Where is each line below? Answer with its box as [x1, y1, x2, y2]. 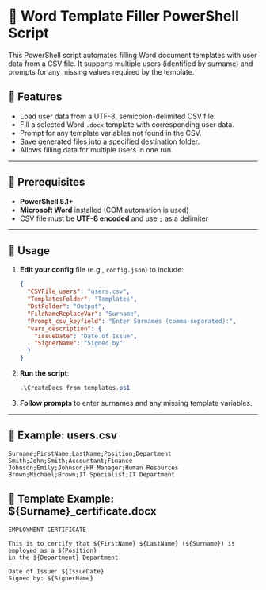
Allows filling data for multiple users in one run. [19, 145, 173, 154]
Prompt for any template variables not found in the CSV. [19, 128, 202, 137]
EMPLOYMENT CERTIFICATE [8, 526, 87, 534]
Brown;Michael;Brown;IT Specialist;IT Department [8, 470, 176, 479]
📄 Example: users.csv [8, 429, 117, 442]
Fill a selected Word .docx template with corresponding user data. [19, 119, 235, 129]
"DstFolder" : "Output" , [27, 303, 105, 310]
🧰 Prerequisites [8, 175, 85, 189]
